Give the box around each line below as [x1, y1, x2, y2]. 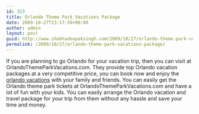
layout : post [6, 31, 38, 36]
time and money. [6, 101, 47, 108]
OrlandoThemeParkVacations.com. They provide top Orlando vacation [6, 63, 178, 71]
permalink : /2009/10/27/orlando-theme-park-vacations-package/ [6, 42, 166, 48]
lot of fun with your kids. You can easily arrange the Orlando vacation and [6, 89, 187, 96]
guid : [6, 36, 20, 42]
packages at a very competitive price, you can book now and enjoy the [6, 70, 179, 77]
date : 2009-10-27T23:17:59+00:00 [6, 19, 89, 25]
